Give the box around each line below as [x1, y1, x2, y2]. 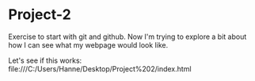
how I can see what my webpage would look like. [8, 40, 169, 49]
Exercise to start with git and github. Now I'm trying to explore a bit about [8, 32, 247, 41]
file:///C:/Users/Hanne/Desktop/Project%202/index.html [8, 64, 192, 73]
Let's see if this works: [8, 56, 82, 65]
